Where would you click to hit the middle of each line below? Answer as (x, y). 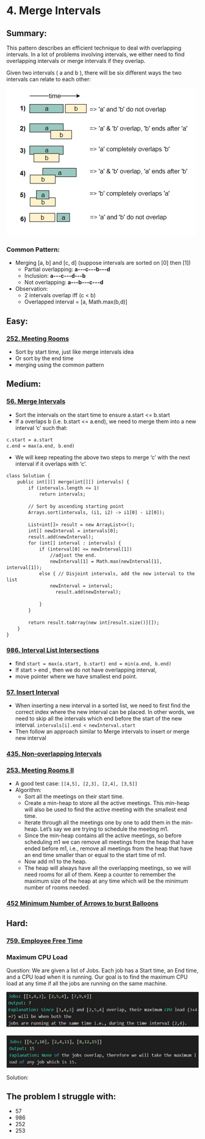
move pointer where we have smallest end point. (76, 676)
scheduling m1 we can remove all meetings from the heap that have (109, 842)
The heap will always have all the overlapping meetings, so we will (107, 868)
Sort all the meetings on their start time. (74, 796)
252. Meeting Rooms (38, 338)
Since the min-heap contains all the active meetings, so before (103, 836)
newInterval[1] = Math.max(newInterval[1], (106, 561)
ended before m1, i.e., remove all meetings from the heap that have (108, 848)
